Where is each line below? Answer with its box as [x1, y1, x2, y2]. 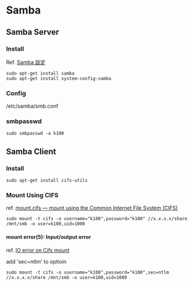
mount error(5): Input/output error [6, 234, 92, 241]
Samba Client [6, 147, 56, 157]
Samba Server [6, 27, 60, 37]
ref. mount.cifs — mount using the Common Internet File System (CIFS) [6, 204, 178, 212]
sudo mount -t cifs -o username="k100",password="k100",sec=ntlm [6, 269, 169, 275]
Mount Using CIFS [6, 191, 59, 199]
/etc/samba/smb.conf [6, 102, 59, 109]
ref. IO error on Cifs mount [6, 247, 70, 254]
